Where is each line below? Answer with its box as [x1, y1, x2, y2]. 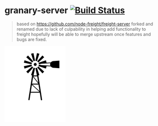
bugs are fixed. [16, 36, 47, 42]
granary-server [4, 5, 68, 16]
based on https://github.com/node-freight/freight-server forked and [16, 21, 153, 27]
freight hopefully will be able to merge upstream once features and [16, 31, 151, 37]
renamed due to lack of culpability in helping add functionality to [16, 26, 146, 32]
